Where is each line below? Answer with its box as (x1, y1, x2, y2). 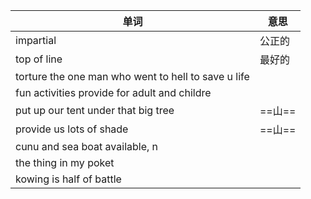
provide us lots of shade (15, 122, 129, 136)
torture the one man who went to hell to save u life (15, 70, 250, 83)
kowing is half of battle (15, 172, 122, 186)
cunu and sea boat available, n (15, 140, 159, 153)
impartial (15, 34, 57, 47)
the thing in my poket (15, 156, 115, 169)
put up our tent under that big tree (15, 104, 175, 117)
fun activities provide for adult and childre (15, 86, 212, 99)
